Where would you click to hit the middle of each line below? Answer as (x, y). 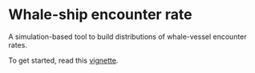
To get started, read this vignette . (63, 60)
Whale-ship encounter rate (100, 15)
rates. (18, 44)
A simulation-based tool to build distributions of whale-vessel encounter (127, 36)
